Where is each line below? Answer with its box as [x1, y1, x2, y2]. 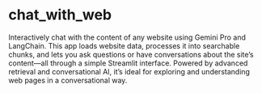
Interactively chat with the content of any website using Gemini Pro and [8, 32, 247, 42]
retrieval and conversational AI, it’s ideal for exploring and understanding [8, 66, 251, 76]
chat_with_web [8, 6, 112, 24]
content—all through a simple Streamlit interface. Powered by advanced [8, 58, 248, 68]
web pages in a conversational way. [8, 75, 128, 85]
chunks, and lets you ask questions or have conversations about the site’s [8, 49, 254, 59]
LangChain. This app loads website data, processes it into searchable [8, 40, 240, 50]
